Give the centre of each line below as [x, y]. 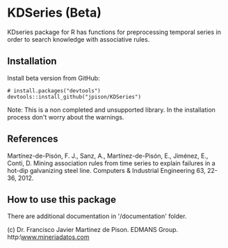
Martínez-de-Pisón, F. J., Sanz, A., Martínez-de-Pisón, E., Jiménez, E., [108, 156]
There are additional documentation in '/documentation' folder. [97, 216]
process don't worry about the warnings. [66, 117]
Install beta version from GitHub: [54, 78]
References [33, 139]
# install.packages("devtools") [54, 91]
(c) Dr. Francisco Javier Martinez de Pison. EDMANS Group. [93, 230]
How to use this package [62, 199]
